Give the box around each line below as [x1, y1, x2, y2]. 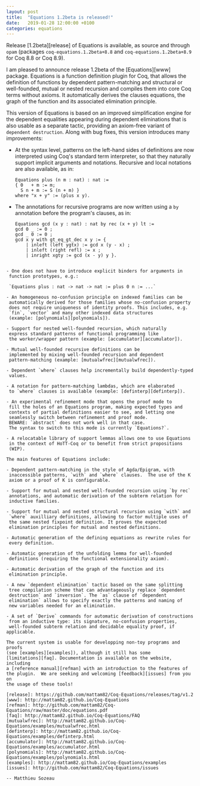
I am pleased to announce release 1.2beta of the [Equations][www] [6, 66, 171, 74]
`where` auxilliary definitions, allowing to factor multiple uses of [8, 514, 188, 520]
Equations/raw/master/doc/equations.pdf [6, 708, 109, 714]
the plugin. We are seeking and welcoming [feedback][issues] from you [6, 671, 191, 677]
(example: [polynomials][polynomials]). [8, 315, 111, 322]
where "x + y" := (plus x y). [14, 192, 91, 199]
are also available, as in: [14, 166, 74, 173]
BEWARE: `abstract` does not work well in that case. [8, 420, 146, 426]
